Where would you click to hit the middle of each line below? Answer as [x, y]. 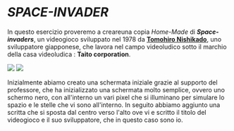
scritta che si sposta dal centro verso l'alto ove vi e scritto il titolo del [107, 112]
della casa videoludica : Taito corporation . [69, 54]
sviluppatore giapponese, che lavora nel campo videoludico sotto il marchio [117, 46]
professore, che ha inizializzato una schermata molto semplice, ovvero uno [116, 89]
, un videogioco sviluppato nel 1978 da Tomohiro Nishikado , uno [128, 39]
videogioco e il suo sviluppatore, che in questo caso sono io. [95, 120]
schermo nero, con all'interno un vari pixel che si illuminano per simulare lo [116, 97]
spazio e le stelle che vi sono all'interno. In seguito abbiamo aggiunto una [114, 105]
